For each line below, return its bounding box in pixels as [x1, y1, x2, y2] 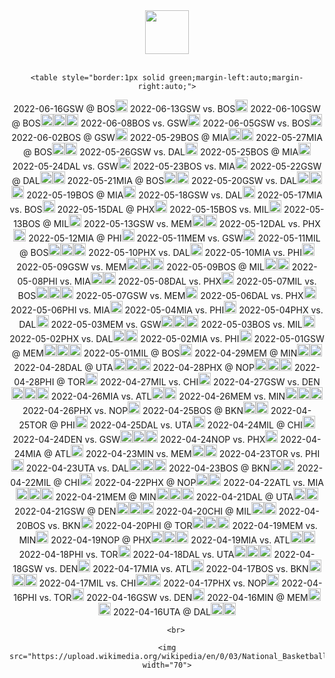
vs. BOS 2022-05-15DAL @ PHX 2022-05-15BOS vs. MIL [9, 204, 270, 215]
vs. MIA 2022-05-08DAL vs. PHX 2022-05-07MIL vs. [59, 275, 317, 287]
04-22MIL [10, 477, 52, 488]
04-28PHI [13, 376, 55, 388]
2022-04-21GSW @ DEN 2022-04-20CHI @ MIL [14, 505, 252, 517]
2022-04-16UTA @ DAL [112, 606, 212, 618]
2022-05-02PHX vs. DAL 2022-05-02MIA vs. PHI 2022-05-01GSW [9, 333, 325, 344]
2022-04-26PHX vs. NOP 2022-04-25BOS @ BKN [22, 405, 244, 416]
